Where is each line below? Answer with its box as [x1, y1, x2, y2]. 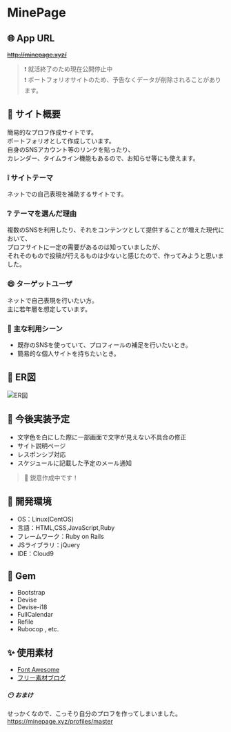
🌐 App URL [7, 32, 55, 44]
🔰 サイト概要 [7, 108, 61, 120]
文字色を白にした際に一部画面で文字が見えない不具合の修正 [17, 433, 187, 441]
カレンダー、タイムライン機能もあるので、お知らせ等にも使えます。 [7, 154, 199, 162]
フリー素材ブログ [17, 674, 66, 682]
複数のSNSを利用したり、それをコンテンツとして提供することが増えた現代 [7, 226, 219, 234]
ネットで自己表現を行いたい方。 [7, 296, 98, 304]
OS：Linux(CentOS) [17, 515, 74, 524]
